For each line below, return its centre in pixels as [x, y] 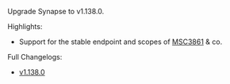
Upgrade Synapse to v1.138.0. [56, 11]
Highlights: [25, 26]
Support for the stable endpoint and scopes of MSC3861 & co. [121, 42]
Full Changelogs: [35, 57]
